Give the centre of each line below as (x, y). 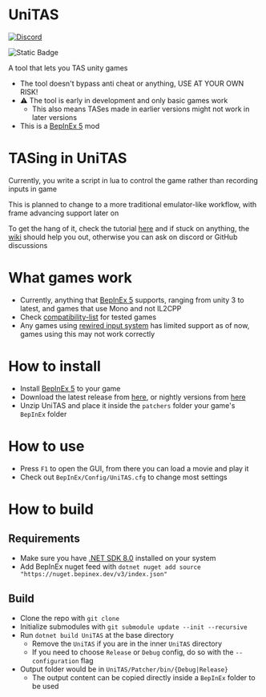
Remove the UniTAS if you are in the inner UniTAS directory (127, 643)
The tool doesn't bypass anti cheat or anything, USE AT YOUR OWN (132, 83)
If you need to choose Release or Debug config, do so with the (133, 652)
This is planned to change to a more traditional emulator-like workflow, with (133, 204)
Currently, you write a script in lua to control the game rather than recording (133, 180)
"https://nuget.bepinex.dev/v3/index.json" (94, 574)
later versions (54, 117)
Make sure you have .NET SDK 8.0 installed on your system (118, 558)
